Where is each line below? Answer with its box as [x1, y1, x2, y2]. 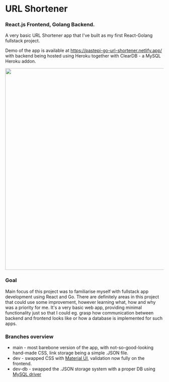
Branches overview [5, 333, 54, 340]
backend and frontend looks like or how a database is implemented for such [5, 315, 163, 321]
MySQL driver [12, 371, 42, 377]
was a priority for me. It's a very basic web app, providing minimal [5, 304, 142, 310]
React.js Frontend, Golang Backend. [5, 21, 95, 28]
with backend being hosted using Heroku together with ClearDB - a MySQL [5, 53, 161, 59]
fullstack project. [5, 38, 40, 44]
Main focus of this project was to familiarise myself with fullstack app [5, 288, 149, 294]
